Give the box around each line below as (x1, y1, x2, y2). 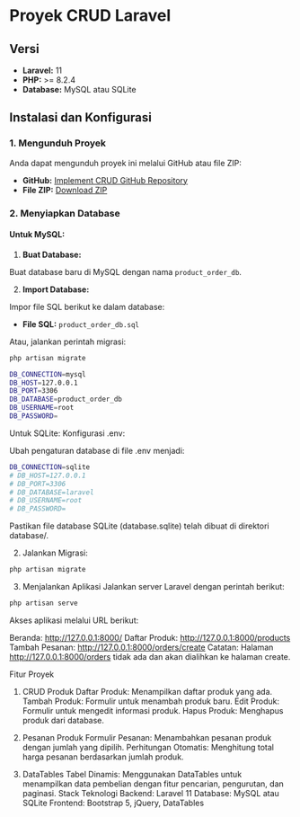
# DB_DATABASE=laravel (9, 487, 94, 497)
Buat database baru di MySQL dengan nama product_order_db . (9, 266, 243, 277)
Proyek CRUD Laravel (9, 5, 172, 26)
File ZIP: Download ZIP (22, 184, 108, 195)
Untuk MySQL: (9, 229, 66, 240)
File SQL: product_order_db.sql (22, 318, 140, 329)
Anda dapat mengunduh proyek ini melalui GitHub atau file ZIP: (9, 157, 243, 168)
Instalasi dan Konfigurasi (9, 110, 153, 126)
